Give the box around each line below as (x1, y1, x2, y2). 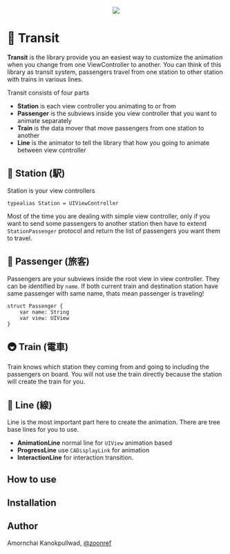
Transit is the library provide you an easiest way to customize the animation (7, 52, 223, 61)
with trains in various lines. (7, 75, 84, 83)
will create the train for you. (7, 377, 86, 386)
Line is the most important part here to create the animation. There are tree (7, 418, 220, 426)
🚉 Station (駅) (7, 168, 66, 180)
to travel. (7, 233, 32, 242)
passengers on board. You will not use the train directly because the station (7, 370, 222, 379)
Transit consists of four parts (7, 88, 90, 97)
